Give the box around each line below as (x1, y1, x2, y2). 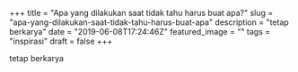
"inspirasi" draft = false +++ (9, 36, 113, 46)
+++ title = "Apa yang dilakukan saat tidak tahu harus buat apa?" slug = (9, 8, 274, 18)
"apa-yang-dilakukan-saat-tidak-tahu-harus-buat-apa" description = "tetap (9, 17, 289, 28)
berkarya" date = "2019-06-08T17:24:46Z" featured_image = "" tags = (9, 27, 271, 36)
